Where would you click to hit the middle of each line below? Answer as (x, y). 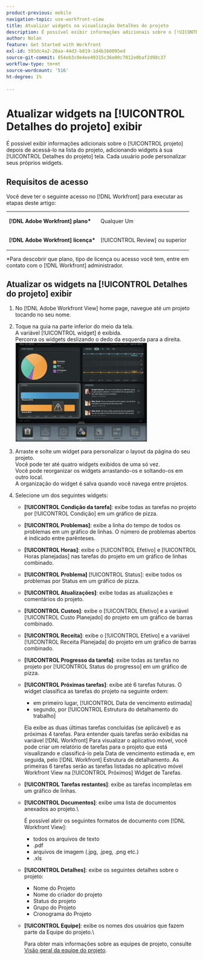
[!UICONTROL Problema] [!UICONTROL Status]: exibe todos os (103, 575)
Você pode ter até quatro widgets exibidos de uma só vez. (87, 464)
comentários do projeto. (54, 599)
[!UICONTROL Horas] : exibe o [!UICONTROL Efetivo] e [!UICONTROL (110, 550)
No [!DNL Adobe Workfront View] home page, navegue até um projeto (102, 308)
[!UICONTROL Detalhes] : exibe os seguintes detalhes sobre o (101, 870)
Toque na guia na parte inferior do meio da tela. (74, 327)
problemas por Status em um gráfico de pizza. (82, 581)
